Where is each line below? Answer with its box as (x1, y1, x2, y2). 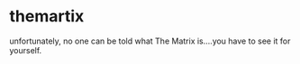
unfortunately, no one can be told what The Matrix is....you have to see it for (9, 36, 291, 46)
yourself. (9, 44, 42, 55)
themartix (9, 6, 85, 27)
